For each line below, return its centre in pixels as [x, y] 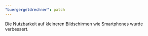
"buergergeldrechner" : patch [35, 10]
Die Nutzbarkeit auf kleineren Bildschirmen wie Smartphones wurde [74, 24]
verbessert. [17, 29]
